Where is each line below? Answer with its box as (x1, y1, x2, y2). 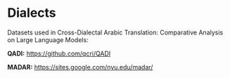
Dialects (7, 5, 56, 21)
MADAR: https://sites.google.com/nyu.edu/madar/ (7, 63, 153, 71)
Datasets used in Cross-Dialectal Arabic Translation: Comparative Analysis (7, 28, 224, 37)
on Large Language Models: (7, 35, 89, 44)
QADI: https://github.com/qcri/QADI (7, 49, 111, 58)
